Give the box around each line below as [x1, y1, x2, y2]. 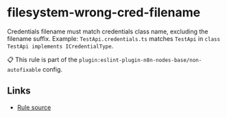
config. [42, 65, 63, 73]
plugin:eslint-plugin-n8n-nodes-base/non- [78, 57, 202, 63]
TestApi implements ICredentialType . [7, 42, 114, 50]
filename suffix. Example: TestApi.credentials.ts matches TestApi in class [7, 34, 221, 42]
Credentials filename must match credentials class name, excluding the [7, 27, 208, 35]
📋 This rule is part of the [7, 55, 77, 63]
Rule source [16, 103, 51, 111]
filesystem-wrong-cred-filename [7, 5, 201, 20]
